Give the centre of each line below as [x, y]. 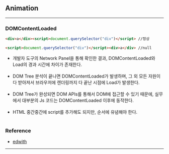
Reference [18, 130]
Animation [22, 8]
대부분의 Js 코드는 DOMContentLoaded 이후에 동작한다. [78, 100]
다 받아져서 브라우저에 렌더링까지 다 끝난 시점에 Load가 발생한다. [76, 82]
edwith [20, 142]
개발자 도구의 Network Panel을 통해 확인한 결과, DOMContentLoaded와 [84, 58]
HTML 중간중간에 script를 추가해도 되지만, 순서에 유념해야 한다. [75, 112]
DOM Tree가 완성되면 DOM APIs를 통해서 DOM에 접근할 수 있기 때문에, [83, 94]
